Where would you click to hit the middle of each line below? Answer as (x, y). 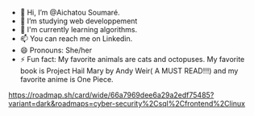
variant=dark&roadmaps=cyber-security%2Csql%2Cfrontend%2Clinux (127, 104)
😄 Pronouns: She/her (56, 50)
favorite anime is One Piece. (67, 79)
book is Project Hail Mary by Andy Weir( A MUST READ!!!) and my (129, 71)
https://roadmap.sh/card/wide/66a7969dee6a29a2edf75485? (111, 95)
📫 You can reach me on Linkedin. (76, 39)
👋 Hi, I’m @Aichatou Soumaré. (70, 12)
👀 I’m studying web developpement (79, 21)
